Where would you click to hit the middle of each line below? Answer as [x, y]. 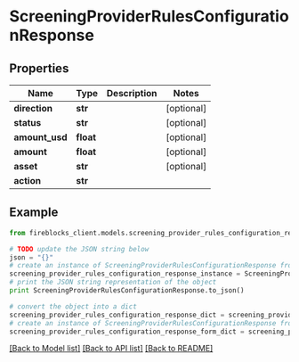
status [28, 123]
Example [34, 213]
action [28, 181]
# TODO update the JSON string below [79, 249]
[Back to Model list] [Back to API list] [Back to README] [111, 349]
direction [33, 108]
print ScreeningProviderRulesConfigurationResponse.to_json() [127, 291]
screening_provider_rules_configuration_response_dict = [117, 315]
